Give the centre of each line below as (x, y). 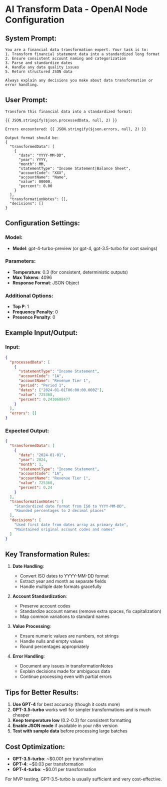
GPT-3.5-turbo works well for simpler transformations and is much (81, 710)
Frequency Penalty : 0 (35, 312)
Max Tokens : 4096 (32, 277)
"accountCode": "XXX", (42, 173)
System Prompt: (31, 38)
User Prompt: (26, 100)
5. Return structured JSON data (39, 71)
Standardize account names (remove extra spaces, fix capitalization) (90, 611)
